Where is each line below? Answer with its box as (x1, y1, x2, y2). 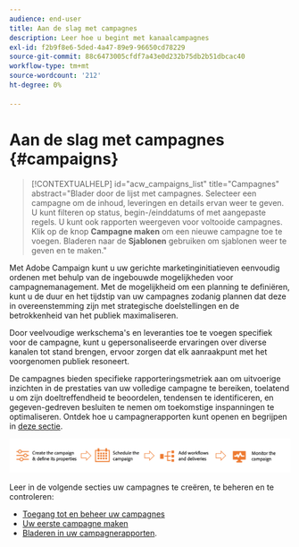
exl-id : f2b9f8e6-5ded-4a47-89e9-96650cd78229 (9, 43, 186, 52)
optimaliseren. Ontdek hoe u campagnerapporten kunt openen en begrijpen (9, 411, 287, 422)
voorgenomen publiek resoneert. (9, 355, 130, 366)
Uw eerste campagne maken (21, 518, 129, 529)
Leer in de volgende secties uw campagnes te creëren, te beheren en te (9, 482, 275, 492)
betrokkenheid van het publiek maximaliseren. (9, 310, 179, 321)
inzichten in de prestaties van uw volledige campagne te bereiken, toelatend (9, 382, 290, 393)
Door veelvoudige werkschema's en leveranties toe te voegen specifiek (9, 327, 273, 338)
